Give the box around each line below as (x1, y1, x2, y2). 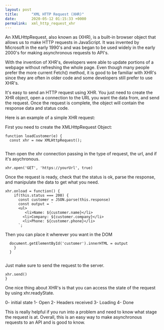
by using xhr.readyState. (5, 290, 55, 296)
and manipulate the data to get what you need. (5, 179, 99, 185)
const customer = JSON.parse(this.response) (18, 197, 111, 202)
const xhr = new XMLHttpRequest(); (9, 138, 82, 143)
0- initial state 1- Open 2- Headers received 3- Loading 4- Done (5, 300, 134, 306)
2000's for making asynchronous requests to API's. (5, 50, 109, 56)
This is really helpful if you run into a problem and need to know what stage (5, 309, 157, 315)
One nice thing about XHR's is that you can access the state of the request (5, 285, 156, 291)
